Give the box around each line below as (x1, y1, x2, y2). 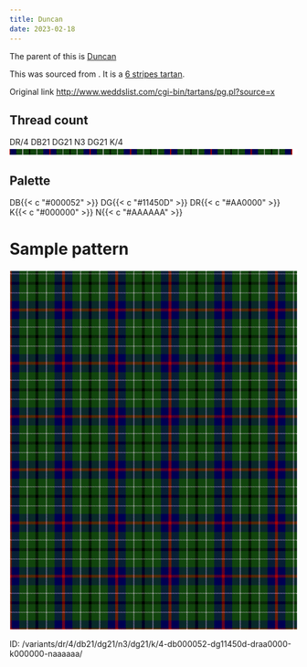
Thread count (9, 112, 89, 128)
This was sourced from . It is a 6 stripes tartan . (9, 69, 185, 79)
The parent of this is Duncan (9, 50, 117, 61)
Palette (9, 173, 51, 188)
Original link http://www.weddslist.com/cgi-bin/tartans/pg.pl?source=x (9, 86, 276, 97)
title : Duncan (9, 15, 64, 24)
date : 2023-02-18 (9, 24, 76, 34)
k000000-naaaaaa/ (9, 649, 83, 660)
